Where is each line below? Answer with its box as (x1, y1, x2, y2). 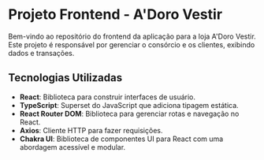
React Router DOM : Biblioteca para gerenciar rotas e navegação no (19, 109, 240, 118)
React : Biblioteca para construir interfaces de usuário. (19, 92, 195, 102)
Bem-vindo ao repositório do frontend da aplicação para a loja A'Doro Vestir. (8, 32, 256, 41)
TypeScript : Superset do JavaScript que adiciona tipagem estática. (19, 100, 239, 110)
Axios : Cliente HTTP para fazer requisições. (19, 125, 163, 135)
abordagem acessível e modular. (19, 142, 126, 151)
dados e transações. (8, 48, 75, 58)
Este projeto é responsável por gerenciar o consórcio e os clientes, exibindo (8, 39, 255, 49)
